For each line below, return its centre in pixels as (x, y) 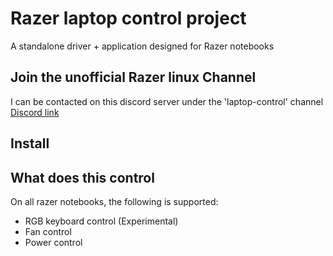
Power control (53, 242)
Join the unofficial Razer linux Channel (133, 77)
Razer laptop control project (128, 18)
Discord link (35, 112)
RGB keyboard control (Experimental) (101, 221)
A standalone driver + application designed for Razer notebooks (142, 46)
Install (30, 143)
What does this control (82, 177)
